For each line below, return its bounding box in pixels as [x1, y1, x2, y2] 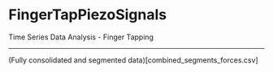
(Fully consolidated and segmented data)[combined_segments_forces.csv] [8, 55, 258, 65]
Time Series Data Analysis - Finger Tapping [8, 32, 154, 42]
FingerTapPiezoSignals [8, 6, 167, 24]
